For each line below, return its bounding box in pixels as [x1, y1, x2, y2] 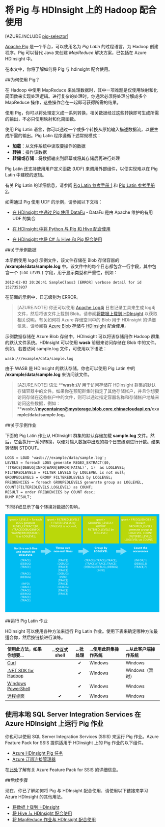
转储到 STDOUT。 [5, 445, 42, 451]
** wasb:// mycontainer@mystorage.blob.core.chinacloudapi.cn [17, 406, 151, 412]
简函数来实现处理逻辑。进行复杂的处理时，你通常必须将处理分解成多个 [5, 93, 147, 99]
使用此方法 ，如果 [7, 646, 42, 652]
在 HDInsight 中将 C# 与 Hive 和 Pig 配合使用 [12, 236, 102, 242]
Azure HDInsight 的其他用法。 [5, 794, 65, 799]
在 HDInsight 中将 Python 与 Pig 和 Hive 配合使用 [12, 226, 111, 231]
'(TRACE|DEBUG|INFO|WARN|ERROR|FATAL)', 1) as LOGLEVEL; [5, 465, 126, 470]
